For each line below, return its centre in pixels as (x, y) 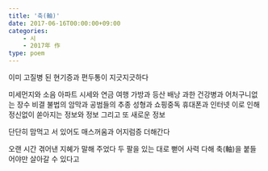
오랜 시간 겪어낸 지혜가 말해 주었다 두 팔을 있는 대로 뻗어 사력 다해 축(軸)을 (125, 149)
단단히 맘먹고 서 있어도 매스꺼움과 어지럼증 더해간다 (89, 131)
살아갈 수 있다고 (54, 159)
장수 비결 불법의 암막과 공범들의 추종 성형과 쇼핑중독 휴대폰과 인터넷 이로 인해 (138, 104)
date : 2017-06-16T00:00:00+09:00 (65, 23)
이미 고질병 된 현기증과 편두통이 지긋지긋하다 (79, 77)
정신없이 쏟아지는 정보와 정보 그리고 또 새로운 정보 (87, 115)
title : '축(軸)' (34, 16)
